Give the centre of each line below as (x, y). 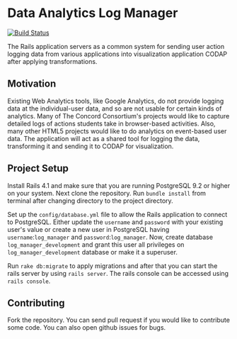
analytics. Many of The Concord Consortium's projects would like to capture (118, 116)
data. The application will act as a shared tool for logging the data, (104, 138)
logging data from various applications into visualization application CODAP (117, 54)
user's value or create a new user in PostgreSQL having (88, 229)
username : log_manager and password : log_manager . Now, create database (110, 237)
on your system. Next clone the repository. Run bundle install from (107, 193)
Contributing (36, 303)
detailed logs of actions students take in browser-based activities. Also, (111, 123)
